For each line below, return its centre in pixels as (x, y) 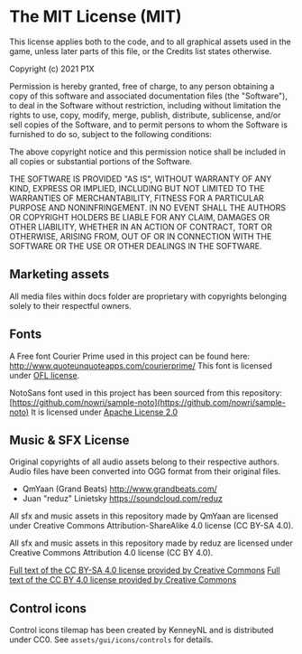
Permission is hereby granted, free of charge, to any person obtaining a (142, 86)
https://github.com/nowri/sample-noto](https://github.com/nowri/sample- (149, 402)
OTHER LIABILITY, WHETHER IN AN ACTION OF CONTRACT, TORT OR (141, 227)
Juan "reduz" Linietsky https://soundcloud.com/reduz (122, 499)
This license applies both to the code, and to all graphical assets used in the (150, 42)
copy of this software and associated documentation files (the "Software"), (149, 96)
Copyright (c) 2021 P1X (52, 69)
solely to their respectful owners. (71, 305)
